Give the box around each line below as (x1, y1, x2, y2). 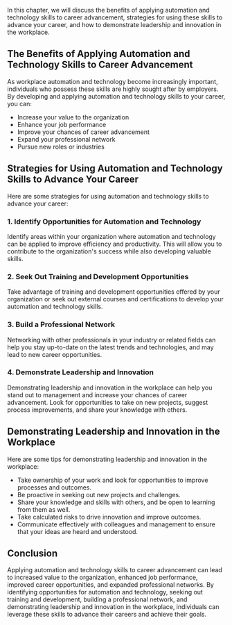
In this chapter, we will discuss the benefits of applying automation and (7, 6, 210, 14)
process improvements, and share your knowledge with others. (7, 406, 188, 414)
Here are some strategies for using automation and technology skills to (7, 192, 209, 200)
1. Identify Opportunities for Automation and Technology (7, 217, 202, 226)
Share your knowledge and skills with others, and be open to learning (17, 498, 215, 506)
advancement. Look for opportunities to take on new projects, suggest (7, 398, 208, 406)
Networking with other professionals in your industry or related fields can (7, 335, 216, 344)
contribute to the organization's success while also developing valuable (7, 247, 211, 256)
